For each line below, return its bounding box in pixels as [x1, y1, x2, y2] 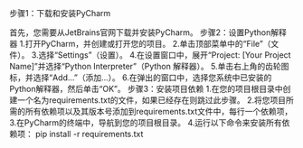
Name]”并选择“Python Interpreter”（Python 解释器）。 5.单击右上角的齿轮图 [9, 61, 289, 71]
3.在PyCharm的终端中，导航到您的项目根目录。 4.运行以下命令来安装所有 [9, 117, 282, 128]
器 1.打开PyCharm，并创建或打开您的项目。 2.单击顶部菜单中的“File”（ [9, 39, 271, 49]
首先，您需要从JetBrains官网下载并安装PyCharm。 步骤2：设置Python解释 [9, 27, 288, 38]
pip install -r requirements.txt [34, 129, 144, 139]
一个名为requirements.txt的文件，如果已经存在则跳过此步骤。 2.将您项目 [16, 95, 287, 106]
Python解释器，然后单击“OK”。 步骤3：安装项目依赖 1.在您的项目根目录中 [9, 84, 283, 94]
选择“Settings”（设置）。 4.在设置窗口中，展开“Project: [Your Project [38, 50, 291, 60]
